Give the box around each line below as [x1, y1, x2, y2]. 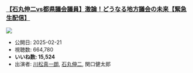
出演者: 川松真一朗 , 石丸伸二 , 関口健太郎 [14, 61, 111, 68]
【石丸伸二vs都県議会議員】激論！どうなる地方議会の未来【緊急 [6, 5, 187, 13]
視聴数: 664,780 [14, 46, 54, 53]
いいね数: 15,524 [14, 53, 56, 60]
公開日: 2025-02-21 [14, 39, 62, 46]
